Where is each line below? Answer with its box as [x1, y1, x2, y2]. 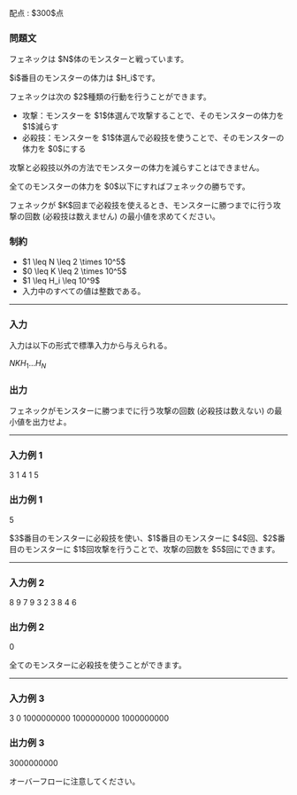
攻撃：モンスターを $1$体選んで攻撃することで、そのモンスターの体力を [21, 110, 285, 121]
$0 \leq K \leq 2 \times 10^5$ [21, 265, 127, 277]
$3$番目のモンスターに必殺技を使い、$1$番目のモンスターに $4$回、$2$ [9, 533, 278, 543]
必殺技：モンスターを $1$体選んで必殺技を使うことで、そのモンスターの [21, 132, 285, 144]
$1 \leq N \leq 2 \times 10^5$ [21, 256, 126, 267]
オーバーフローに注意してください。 [9, 776, 141, 786]
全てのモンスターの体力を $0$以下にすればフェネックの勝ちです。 [9, 181, 250, 192]
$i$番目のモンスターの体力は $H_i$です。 [9, 73, 161, 83]
